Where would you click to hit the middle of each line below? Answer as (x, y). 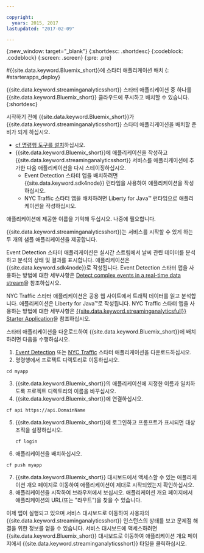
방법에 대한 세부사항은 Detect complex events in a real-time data (102, 276)
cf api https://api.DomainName (46, 410)
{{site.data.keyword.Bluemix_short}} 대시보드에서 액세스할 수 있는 (95, 477)
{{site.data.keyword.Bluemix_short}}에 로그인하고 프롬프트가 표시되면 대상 (105, 423)
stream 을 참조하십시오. (34, 283)
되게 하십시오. (34, 132)
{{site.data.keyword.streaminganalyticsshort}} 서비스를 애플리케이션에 (101, 160)
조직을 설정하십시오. (39, 430)
